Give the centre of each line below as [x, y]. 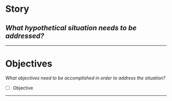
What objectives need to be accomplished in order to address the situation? [85, 78]
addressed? [25, 36]
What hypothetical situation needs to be [71, 28]
